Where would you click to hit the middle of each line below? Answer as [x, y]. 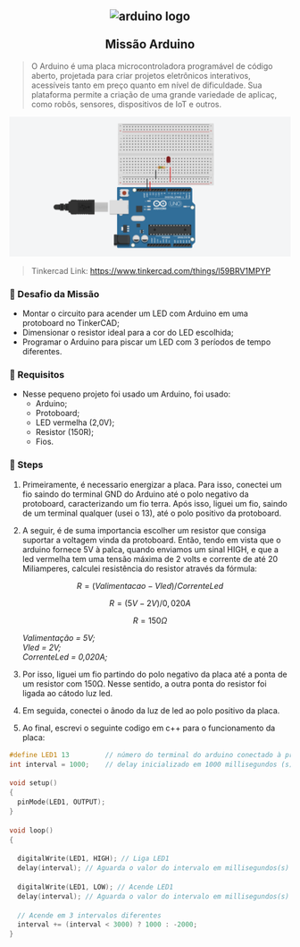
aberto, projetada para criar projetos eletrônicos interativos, [141, 75]
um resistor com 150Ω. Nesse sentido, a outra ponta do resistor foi [144, 683]
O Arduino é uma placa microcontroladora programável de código [152, 66]
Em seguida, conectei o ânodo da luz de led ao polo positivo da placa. [151, 710]
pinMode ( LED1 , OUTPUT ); [61, 802]
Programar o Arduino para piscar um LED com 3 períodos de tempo [146, 342]
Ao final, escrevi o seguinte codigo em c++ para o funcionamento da [149, 728]
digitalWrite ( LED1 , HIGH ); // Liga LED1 [93, 859]
